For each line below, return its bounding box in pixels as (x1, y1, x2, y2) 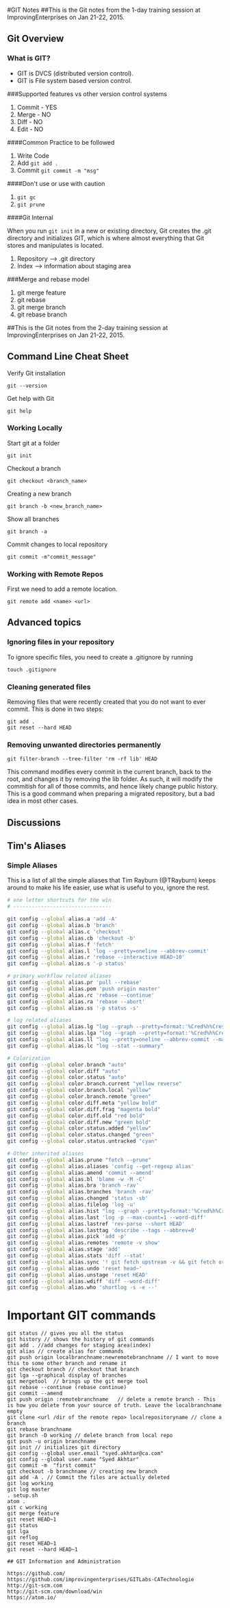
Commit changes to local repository (7, 540, 108, 548)
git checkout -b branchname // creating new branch (7, 1468, 157, 1475)
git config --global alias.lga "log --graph (7, 1029, 136, 1037)
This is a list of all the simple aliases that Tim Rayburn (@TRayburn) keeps (7, 876, 216, 885)
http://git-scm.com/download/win (7, 1588, 103, 1595)
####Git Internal (7, 213, 53, 222)
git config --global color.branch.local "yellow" (7, 1087, 152, 1094)
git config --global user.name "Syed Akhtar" (7, 1456, 139, 1463)
